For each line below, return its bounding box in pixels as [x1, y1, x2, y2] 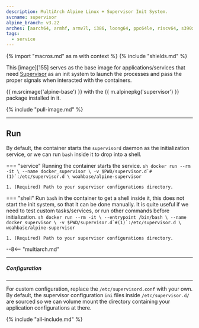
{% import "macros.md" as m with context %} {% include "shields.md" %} [6, 53, 188, 59]
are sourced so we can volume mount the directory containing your [6, 298, 171, 305]
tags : [6, 31, 20, 37]
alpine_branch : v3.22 [6, 20, 60, 26]
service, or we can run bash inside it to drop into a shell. [6, 151, 142, 158]
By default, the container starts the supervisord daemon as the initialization [6, 144, 190, 151]
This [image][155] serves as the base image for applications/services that [6, 64, 185, 71]
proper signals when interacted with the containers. [6, 77, 132, 84]
